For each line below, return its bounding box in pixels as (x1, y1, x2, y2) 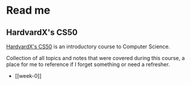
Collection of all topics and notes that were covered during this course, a (6, 55, 185, 61)
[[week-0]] (14, 73, 42, 79)
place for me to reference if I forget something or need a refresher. (6, 61, 170, 68)
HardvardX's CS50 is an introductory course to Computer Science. (6, 43, 170, 50)
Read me (6, 4, 51, 17)
